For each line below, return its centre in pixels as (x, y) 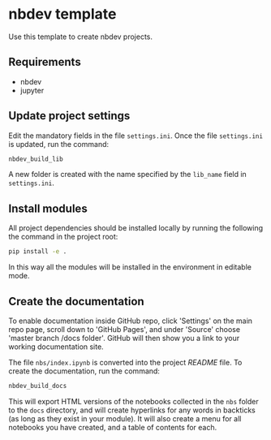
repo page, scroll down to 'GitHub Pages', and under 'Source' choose (125, 329)
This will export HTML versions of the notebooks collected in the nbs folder (133, 401)
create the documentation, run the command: (84, 371)
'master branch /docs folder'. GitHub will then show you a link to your (124, 338)
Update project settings (69, 116)
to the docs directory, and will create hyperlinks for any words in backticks (132, 410)
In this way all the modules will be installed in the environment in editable (130, 267)
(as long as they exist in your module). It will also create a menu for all (125, 418)
